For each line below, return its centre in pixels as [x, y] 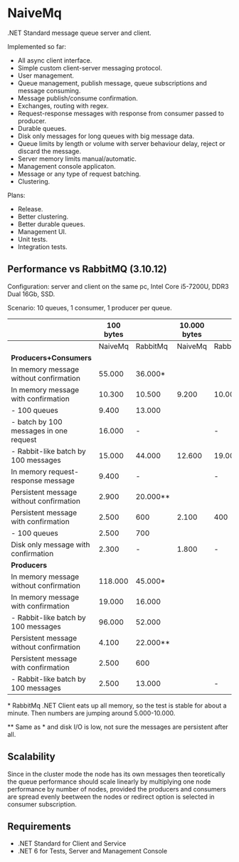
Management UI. [42, 231]
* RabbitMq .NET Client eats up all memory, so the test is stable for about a [117, 705]
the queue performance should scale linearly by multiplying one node [109, 782]
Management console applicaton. [67, 166]
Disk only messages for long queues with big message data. [106, 136]
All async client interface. [55, 60]
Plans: [16, 195]
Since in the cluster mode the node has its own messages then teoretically [116, 774]
